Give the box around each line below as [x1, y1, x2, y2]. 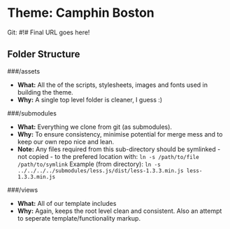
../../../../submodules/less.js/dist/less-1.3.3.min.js [17, 167, 184, 174]
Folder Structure [7, 48, 80, 60]
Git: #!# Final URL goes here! [7, 28, 90, 36]
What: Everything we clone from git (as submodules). [17, 123, 173, 131]
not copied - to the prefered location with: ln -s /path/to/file [17, 152, 199, 160]
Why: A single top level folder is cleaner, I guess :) [17, 95, 163, 104]
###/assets [7, 67, 41, 75]
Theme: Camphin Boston [7, 5, 155, 21]
